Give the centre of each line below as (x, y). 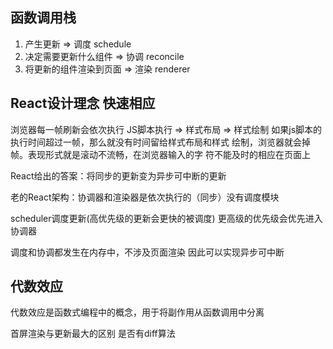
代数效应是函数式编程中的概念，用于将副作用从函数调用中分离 (137, 312)
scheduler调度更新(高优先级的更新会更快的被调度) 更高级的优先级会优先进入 (166, 218)
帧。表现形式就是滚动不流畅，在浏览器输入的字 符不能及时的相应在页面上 (160, 154)
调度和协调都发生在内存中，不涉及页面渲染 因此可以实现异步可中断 (147, 252)
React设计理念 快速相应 (83, 103)
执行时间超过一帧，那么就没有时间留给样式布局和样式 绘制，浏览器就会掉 (160, 142)
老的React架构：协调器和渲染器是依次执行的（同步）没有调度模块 (145, 197)
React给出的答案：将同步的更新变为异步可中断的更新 (118, 175)
